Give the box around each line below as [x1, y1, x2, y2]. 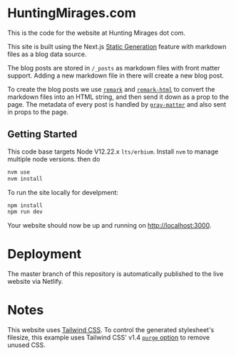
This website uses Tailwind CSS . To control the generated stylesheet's [7, 326, 215, 334]
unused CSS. [7, 341, 46, 349]
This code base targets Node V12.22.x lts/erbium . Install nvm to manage [7, 147, 219, 156]
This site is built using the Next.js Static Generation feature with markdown [7, 42, 227, 51]
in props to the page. [7, 107, 69, 116]
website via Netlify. [7, 277, 63, 286]
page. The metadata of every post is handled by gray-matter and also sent [7, 100, 227, 108]
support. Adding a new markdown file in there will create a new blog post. [7, 71, 225, 80]
